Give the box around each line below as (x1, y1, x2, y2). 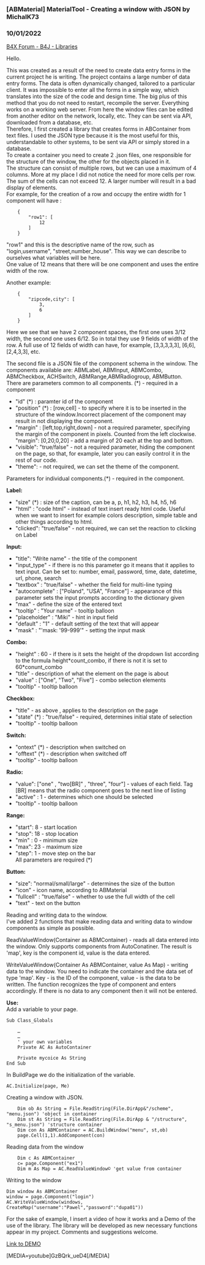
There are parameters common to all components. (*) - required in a (6, 380, 179, 387)
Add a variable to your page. (6, 1006, 78, 1013)
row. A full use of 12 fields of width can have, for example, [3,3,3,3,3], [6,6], (6, 342, 196, 349)
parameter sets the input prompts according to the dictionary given (15, 594, 185, 602)
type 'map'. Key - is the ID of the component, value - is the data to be (6, 974, 181, 982)
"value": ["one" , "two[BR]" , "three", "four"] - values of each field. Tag (15, 781, 193, 788)
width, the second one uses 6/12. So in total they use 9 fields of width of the (6, 335, 199, 342)
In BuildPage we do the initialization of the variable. (6, 1071, 136, 1079)
